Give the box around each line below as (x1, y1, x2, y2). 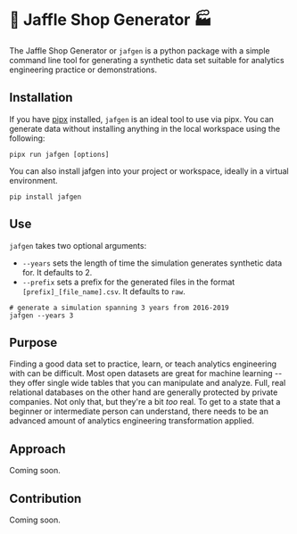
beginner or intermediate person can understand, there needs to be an (9, 406, 269, 417)
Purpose (9, 334, 58, 350)
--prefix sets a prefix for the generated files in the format (21, 276, 235, 287)
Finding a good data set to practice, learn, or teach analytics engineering (9, 358, 277, 369)
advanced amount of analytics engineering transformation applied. (9, 415, 254, 426)
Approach (9, 441, 66, 456)
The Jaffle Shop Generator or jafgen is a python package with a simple (9, 45, 270, 56)
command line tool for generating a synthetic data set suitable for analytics (9, 54, 285, 65)
